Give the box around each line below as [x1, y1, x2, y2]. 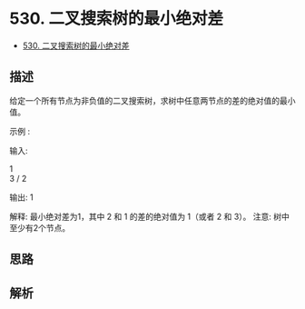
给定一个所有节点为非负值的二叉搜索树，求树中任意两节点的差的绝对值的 [9, 95, 280, 105]
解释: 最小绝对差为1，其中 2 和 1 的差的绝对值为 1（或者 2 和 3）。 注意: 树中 [9, 211, 290, 222]
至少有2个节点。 [9, 222, 71, 233]
